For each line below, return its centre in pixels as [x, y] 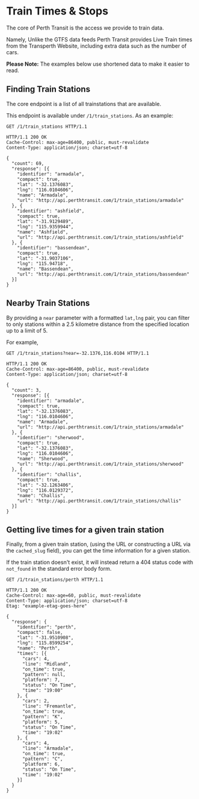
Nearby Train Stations [48, 303]
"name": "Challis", [41, 495]
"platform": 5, [41, 722]
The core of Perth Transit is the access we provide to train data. [85, 28]
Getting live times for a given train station [85, 529]
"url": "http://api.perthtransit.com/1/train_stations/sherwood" [101, 464]
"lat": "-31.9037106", [45, 258]
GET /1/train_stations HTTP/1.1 [47, 127]
